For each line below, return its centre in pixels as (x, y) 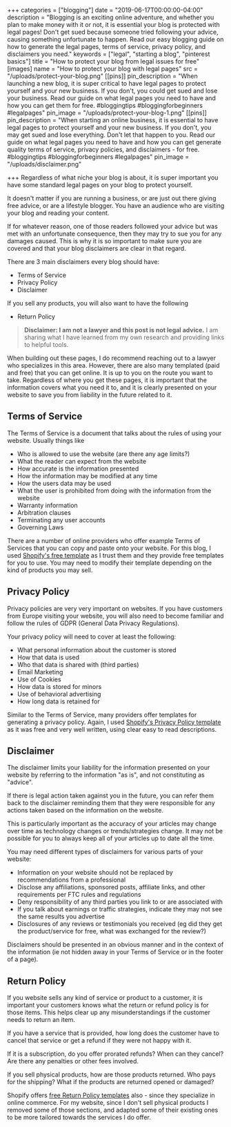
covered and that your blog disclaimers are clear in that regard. (97, 248)
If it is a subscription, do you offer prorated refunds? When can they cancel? (115, 1054)
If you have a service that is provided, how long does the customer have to (113, 1033)
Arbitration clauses (44, 512)
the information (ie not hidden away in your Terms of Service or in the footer (115, 952)
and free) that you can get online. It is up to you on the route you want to (110, 373)
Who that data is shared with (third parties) (78, 664)
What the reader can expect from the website (82, 461)
